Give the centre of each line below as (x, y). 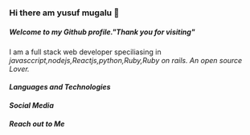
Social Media (32, 105)
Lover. (20, 69)
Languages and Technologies (60, 87)
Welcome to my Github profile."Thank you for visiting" (102, 32)
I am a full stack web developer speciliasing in (85, 52)
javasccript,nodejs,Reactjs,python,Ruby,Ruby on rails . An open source (126, 60)
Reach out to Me (37, 124)
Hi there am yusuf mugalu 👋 (64, 13)
